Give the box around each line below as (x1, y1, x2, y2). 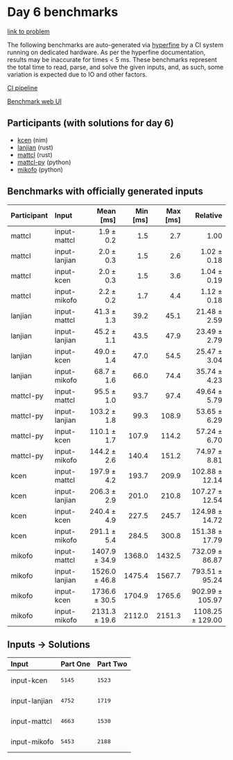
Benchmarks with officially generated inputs (7, 186, 203, 197)
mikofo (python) (17, 165, 64, 174)
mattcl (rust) (17, 150, 53, 159)
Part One (60, 659, 91, 669)
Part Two (96, 659, 128, 669)
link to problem (7, 27, 50, 35)
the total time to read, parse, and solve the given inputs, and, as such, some (7, 63, 224, 71)
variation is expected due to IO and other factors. (7, 70, 148, 79)
